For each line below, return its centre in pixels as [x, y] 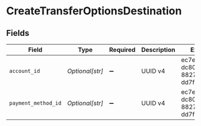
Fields [18, 33]
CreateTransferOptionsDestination [94, 11]
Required [122, 50]
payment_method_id [35, 103]
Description [158, 50]
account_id [25, 71]
